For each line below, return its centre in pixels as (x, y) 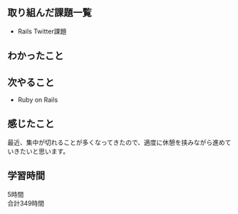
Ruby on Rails (38, 100)
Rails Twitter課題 (42, 31)
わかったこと (36, 56)
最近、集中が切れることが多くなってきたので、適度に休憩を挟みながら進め (117, 142)
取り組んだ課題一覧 (50, 13)
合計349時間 (26, 203)
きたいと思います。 (41, 151)
